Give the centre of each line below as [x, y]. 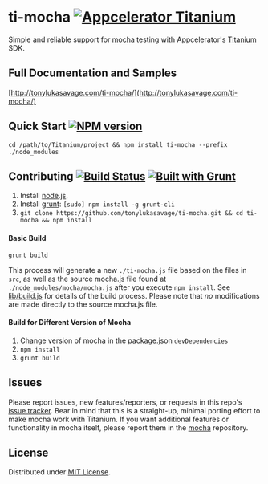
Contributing [41, 176]
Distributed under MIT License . [59, 472]
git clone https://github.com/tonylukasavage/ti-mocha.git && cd [131, 214]
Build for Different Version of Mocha [70, 323]
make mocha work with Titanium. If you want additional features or [119, 419]
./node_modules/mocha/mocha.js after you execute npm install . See [120, 287]
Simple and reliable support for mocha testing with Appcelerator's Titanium [132, 39]
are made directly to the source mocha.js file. [83, 304]
